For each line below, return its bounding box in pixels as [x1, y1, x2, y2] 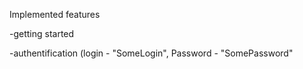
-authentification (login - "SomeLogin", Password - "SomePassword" [9, 47, 294, 59]
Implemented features [9, 9, 101, 20]
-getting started [9, 28, 75, 39]
